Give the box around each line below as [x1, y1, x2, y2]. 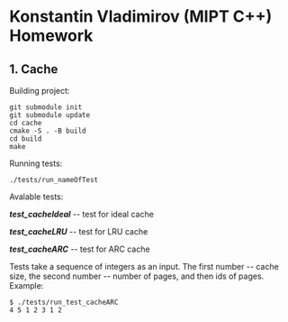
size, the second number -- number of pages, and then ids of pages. [9, 271, 265, 281]
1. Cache [9, 61, 58, 77]
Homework [9, 25, 94, 46]
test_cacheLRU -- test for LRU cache [9, 226, 148, 236]
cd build [9, 134, 42, 143]
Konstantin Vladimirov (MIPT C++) [9, 6, 273, 27]
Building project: [9, 86, 70, 96]
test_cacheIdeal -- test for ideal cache [9, 209, 155, 219]
